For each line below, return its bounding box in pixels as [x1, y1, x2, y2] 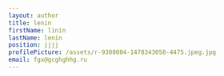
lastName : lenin [8, 33, 62, 42]
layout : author [8, 11, 59, 20]
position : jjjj [8, 41, 59, 49]
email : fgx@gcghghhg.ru [8, 56, 88, 64]
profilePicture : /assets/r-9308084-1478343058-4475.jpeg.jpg [8, 48, 217, 56]
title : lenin [8, 19, 52, 27]
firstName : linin [8, 26, 66, 34]
